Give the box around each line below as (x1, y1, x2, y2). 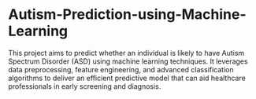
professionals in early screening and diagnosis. (8, 81, 161, 91)
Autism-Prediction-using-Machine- (8, 5, 247, 24)
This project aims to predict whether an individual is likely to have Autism (8, 48, 245, 57)
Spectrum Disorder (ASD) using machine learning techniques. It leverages (8, 57, 248, 66)
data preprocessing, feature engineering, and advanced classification (8, 64, 234, 74)
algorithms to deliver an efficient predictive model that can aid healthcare (8, 73, 246, 82)
